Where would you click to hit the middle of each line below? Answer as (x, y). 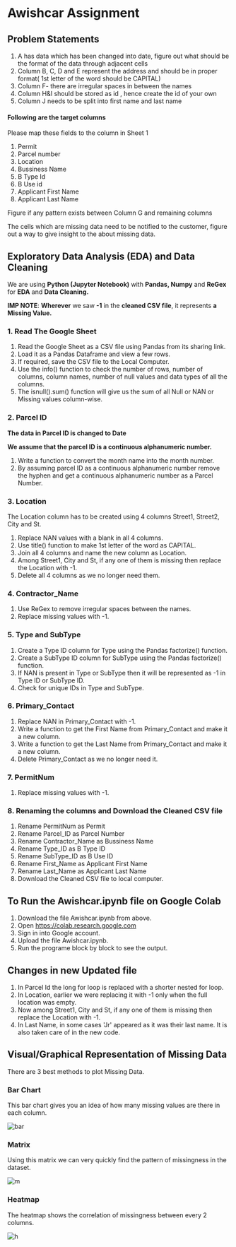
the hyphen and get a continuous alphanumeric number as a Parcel (115, 475)
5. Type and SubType (44, 635)
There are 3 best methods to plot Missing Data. (76, 1071)
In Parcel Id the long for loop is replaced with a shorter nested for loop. (120, 988)
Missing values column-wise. (60, 399)
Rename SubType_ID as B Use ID (65, 856)
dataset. (19, 1168)
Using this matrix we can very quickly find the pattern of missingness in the (117, 1160)
